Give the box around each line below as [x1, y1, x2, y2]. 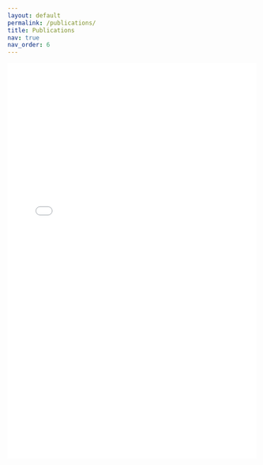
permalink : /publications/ [7, 19, 96, 27]
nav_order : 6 [7, 41, 51, 49]
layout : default [7, 11, 61, 20]
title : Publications [7, 26, 76, 34]
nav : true [7, 33, 40, 42]
